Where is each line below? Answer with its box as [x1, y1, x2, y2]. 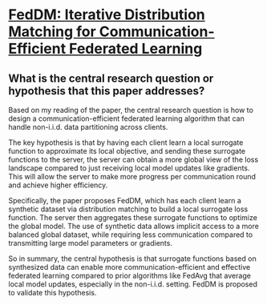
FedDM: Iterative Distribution [8, 6, 206, 24]
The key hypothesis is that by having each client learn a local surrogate [8, 138, 244, 147]
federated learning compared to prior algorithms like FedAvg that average [8, 271, 251, 280]
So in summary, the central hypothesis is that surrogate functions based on [8, 254, 257, 263]
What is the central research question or [8, 71, 214, 85]
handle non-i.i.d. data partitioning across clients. [8, 122, 168, 131]
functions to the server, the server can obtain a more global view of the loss [8, 155, 259, 164]
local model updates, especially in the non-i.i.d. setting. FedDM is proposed [8, 279, 258, 289]
